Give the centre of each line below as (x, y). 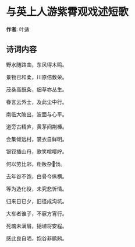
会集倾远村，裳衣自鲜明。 (37, 139)
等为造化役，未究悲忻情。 (37, 189)
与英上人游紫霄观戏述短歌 (67, 12)
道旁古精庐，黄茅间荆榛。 (37, 127)
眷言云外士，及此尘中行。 (37, 102)
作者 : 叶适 (18, 29)
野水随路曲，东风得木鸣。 (37, 64)
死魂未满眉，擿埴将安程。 (37, 226)
